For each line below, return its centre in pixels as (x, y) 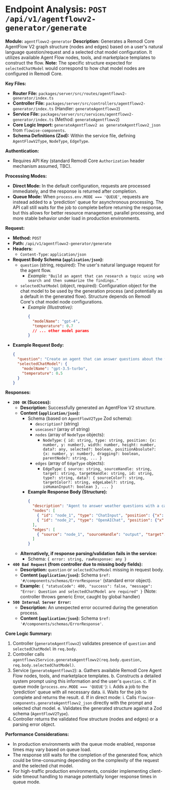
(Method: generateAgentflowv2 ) (87, 119)
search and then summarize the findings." (73, 281)
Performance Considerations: (37, 734)
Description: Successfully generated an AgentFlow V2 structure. (88, 408)
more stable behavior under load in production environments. (76, 218)
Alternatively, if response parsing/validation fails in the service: (89, 554)
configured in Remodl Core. (34, 73)
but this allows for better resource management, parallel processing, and (88, 212)
